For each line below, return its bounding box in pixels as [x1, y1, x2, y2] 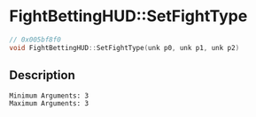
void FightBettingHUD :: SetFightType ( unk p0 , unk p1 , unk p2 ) [9, 43, 240, 52]
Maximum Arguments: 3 [9, 99, 89, 107]
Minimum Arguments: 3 [9, 91, 89, 100]
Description [9, 68, 75, 83]
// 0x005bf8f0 [9, 35, 62, 44]
